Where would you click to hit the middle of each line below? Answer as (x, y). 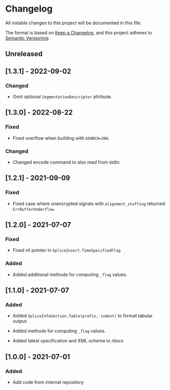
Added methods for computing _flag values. (59, 331)
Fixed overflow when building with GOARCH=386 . (61, 138)
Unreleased (24, 54)
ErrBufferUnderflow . (34, 209)
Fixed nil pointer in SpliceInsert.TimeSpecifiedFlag (66, 250)
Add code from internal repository (48, 382)
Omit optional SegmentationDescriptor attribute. (62, 97)
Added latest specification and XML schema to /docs (68, 341)
